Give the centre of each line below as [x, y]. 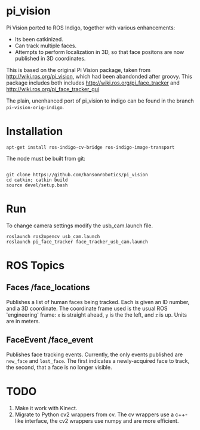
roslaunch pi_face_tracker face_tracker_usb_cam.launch [77, 242]
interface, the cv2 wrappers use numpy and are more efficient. [102, 420]
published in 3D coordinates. [50, 58]
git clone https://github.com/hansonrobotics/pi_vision [77, 175]
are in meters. [23, 321]
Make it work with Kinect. [46, 408]
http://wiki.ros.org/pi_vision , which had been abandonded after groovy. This [99, 76]
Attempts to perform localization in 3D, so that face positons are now [99, 52]
